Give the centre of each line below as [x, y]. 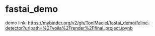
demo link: [16, 23]
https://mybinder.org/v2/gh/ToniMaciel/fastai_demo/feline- [89, 23]
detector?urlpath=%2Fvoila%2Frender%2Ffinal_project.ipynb [69, 28]
